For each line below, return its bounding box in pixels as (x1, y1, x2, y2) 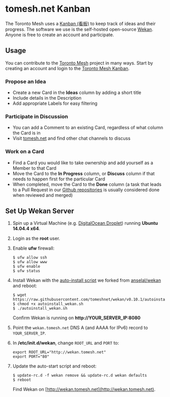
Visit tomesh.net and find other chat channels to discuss (12, 135, 131, 141)
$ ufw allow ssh (12, 255, 47, 260)
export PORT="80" (12, 354, 50, 359)
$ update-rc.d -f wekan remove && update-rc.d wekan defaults (12, 373, 147, 378)
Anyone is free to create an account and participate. (5, 32, 114, 38)
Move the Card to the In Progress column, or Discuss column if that (12, 170, 155, 176)
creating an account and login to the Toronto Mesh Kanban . (5, 65, 130, 71)
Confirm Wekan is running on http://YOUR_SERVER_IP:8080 (12, 315, 141, 321)
